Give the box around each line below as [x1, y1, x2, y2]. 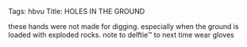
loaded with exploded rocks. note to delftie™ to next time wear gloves [8, 31, 234, 39]
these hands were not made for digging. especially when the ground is [8, 22, 240, 31]
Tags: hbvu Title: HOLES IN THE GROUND [8, 7, 145, 16]
